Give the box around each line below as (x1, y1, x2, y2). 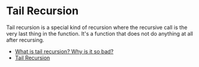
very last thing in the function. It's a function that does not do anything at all (6, 30, 194, 37)
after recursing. (6, 36, 44, 43)
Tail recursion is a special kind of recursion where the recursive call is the (6, 24, 188, 31)
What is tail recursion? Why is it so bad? (14, 47, 114, 55)
